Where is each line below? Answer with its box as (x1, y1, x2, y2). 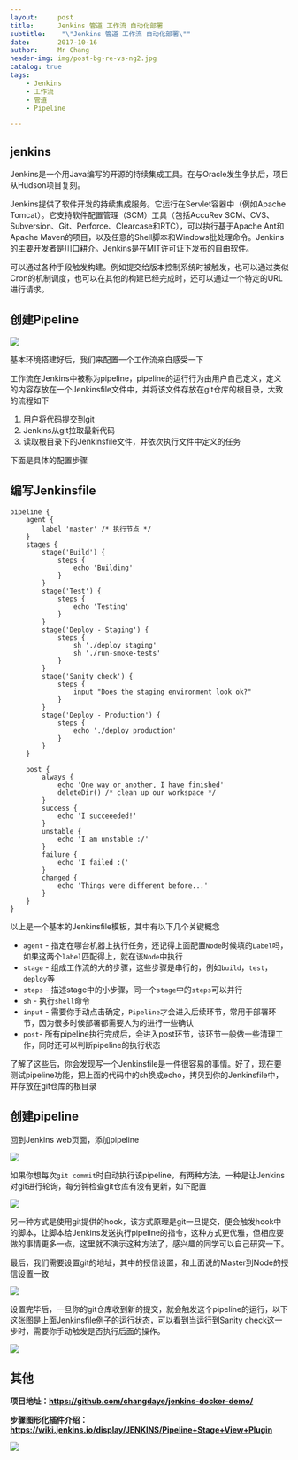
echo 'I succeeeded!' (57, 812, 138, 820)
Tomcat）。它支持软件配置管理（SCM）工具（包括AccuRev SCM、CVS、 (10, 210, 275, 221)
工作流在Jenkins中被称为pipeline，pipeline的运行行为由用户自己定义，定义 (10, 373, 282, 384)
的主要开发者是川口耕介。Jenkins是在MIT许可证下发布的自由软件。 (10, 243, 255, 253)
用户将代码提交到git (22, 414, 96, 424)
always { (42, 773, 74, 781)
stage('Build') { (42, 547, 105, 556)
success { (42, 804, 78, 812)
